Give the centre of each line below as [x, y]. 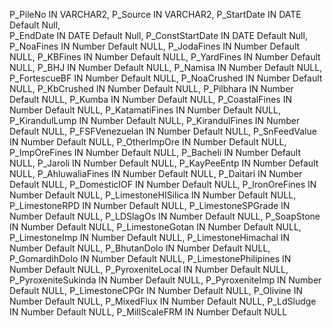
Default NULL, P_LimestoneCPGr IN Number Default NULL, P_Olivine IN [156, 290]
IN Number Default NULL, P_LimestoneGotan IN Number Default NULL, [155, 227]
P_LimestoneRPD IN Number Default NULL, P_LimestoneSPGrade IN [150, 205]
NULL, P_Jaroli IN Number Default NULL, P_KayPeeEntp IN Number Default [164, 163]
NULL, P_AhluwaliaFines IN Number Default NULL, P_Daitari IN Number [156, 173]
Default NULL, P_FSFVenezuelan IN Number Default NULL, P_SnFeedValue [163, 131]
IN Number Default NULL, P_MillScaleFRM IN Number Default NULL [148, 312]
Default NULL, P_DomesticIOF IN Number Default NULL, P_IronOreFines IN [163, 184]
